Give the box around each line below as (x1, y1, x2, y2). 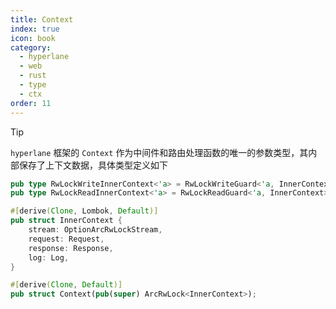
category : (10, 42, 52, 53)
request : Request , (28, 234, 105, 244)
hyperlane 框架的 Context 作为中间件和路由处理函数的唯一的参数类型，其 (10, 146, 309, 158)
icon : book (10, 33, 56, 43)
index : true (10, 24, 60, 34)
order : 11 (10, 98, 52, 108)
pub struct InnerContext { (10, 216, 123, 226)
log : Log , (28, 252, 70, 263)
